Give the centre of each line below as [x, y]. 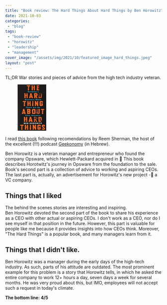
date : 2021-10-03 [23, 16]
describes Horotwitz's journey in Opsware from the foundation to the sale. [81, 164]
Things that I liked [34, 195]
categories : [17, 21]
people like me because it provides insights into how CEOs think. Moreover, [82, 229]
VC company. [19, 180]
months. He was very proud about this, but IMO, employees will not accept [82, 283]
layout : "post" [21, 63]
